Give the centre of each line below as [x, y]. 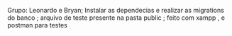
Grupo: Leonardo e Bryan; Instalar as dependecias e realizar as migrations [116, 10]
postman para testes [37, 25]
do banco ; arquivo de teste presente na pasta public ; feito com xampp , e [116, 18]
